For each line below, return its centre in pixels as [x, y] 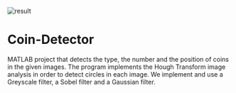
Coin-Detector [51, 40]
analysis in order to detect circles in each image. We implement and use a [115, 74]
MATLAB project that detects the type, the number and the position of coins [118, 59]
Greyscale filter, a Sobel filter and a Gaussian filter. [81, 82]
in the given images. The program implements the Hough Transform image [117, 67]
